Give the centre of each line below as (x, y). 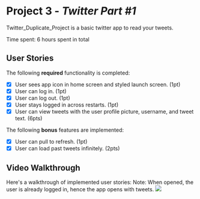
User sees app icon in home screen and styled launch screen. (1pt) (98, 84)
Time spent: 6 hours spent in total (48, 39)
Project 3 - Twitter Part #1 (71, 11)
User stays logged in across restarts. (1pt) (67, 105)
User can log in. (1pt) (41, 91)
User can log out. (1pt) (42, 98)
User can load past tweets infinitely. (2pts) (67, 148)
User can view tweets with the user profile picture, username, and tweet (104, 112)
